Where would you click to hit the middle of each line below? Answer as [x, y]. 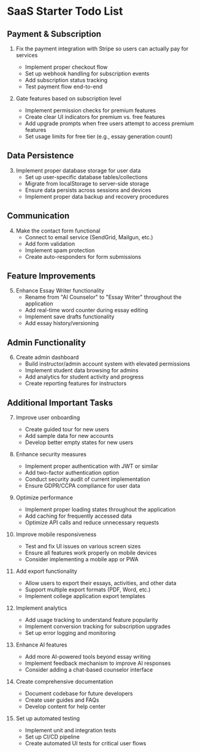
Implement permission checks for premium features [90, 110]
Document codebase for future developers [79, 694]
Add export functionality [46, 571]
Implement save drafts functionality [70, 317]
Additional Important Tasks [60, 403]
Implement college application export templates [85, 596]
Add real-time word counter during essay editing [87, 310]
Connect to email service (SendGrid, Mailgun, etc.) [89, 237]
